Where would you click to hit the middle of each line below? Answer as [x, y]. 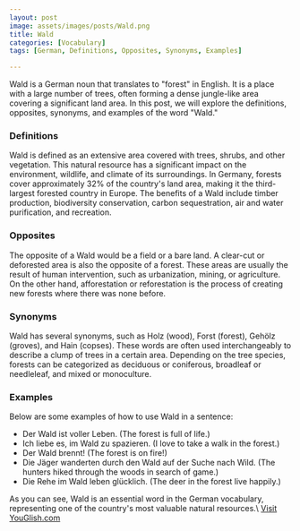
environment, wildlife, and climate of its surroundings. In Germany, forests [146, 175]
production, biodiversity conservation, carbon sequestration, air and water [146, 203]
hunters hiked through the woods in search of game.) [120, 472]
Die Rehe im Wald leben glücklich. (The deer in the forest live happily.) [152, 482]
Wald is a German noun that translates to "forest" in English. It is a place [142, 84]
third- [266, 184]
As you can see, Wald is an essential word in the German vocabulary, [137, 499]
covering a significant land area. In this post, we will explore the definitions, [148, 103]
